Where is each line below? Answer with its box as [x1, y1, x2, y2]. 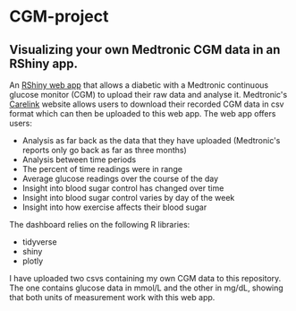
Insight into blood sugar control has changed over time [21, 183, 224, 194]
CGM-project [9, 6, 109, 27]
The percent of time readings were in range [21, 164, 183, 174]
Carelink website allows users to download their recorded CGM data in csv [9, 99, 284, 109]
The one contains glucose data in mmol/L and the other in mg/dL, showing [9, 282, 283, 293]
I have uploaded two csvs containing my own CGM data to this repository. [9, 273, 282, 283]
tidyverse [21, 237, 57, 247]
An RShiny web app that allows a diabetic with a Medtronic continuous [9, 80, 269, 91]
